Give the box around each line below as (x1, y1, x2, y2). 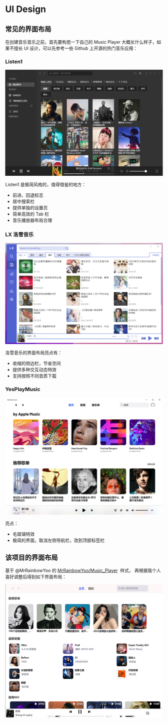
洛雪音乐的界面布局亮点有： (5, 350, 62, 356)
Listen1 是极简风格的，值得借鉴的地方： (5, 181, 86, 187)
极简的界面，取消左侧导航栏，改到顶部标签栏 (12, 537, 105, 543)
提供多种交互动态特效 (12, 367, 56, 373)
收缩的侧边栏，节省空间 (12, 360, 61, 367)
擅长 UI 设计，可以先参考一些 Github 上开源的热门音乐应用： (13, 45, 138, 51)
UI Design (5, 4, 46, 15)
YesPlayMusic (5, 386, 40, 393)
